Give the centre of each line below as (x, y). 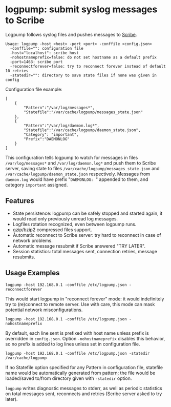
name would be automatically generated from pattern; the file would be (80, 373)
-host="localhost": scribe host (45, 53)
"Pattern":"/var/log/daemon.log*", (62, 126)
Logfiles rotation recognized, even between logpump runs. (74, 224)
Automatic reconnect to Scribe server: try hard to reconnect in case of (87, 235)
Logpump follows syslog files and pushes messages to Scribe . (71, 34)
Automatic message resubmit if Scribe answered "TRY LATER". (79, 246)
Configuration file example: (34, 89)
